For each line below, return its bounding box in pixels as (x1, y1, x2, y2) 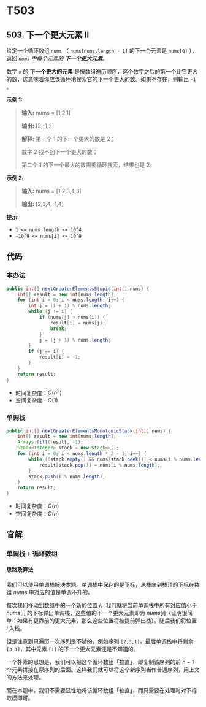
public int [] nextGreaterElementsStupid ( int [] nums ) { (6, 286, 150, 292)
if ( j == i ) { (28, 348, 64, 354)
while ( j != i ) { (28, 308, 72, 315)
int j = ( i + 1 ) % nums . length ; (28, 303, 112, 309)
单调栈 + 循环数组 (6, 549, 58, 558)
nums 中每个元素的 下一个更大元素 (18, 55, 103, 62)
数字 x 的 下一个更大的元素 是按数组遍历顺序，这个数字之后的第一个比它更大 (6, 68, 198, 75)
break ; (50, 326, 67, 332)
